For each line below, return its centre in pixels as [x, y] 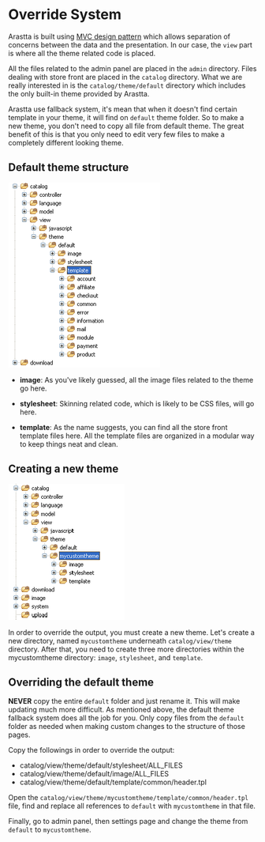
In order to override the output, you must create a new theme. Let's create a [131, 632]
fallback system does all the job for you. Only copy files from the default [126, 718]
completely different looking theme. [66, 142]
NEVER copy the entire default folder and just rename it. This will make [124, 701]
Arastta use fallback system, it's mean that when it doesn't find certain [123, 109]
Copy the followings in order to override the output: [91, 750]
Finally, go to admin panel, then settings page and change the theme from [128, 821]
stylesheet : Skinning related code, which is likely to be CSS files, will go [137, 403]
